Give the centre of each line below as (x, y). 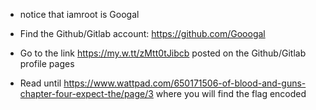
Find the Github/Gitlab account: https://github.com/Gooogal (142, 33)
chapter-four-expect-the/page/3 (86, 93)
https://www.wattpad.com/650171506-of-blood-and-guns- (185, 83)
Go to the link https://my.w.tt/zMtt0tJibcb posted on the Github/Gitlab (163, 53)
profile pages (47, 63)
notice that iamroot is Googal (79, 14)
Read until (40, 83)
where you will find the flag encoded (231, 93)
